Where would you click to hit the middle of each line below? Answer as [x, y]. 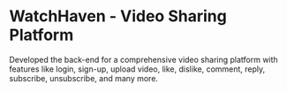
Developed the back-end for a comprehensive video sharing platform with [143, 59]
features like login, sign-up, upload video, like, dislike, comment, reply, [137, 69]
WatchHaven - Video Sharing [118, 16]
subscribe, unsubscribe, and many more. [84, 78]
